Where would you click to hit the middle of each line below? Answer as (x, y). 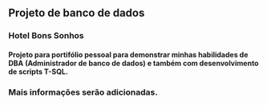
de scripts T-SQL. (38, 72)
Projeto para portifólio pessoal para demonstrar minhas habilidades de (128, 54)
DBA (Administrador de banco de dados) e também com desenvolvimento (133, 63)
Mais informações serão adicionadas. (83, 92)
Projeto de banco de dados (77, 13)
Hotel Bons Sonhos (46, 36)
